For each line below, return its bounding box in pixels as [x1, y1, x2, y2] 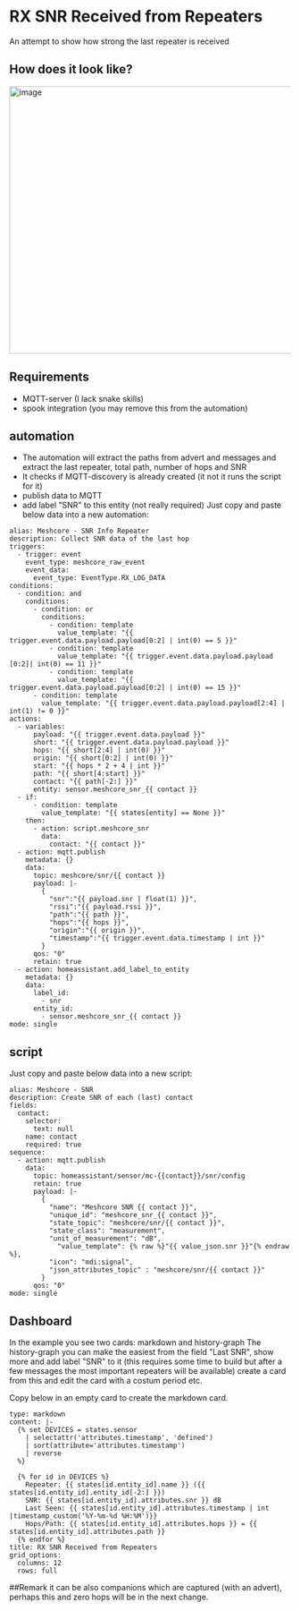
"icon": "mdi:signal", [48, 1257, 134, 1267]
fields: [9, 1101, 38, 1111]
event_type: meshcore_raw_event [25, 558, 146, 567]
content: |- [9, 1418, 54, 1427]
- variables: [17, 722, 66, 731]
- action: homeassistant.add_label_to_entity [17, 965, 190, 975]
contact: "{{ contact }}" [48, 840, 146, 849]
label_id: [32, 989, 70, 998]
